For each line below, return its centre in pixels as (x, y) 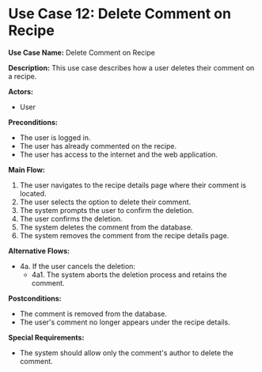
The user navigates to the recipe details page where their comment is (133, 185)
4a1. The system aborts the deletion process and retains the (129, 275)
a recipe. (23, 76)
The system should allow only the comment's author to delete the (126, 352)
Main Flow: (27, 169)
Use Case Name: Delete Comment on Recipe (82, 52)
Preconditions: (33, 122)
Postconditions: (35, 298)
